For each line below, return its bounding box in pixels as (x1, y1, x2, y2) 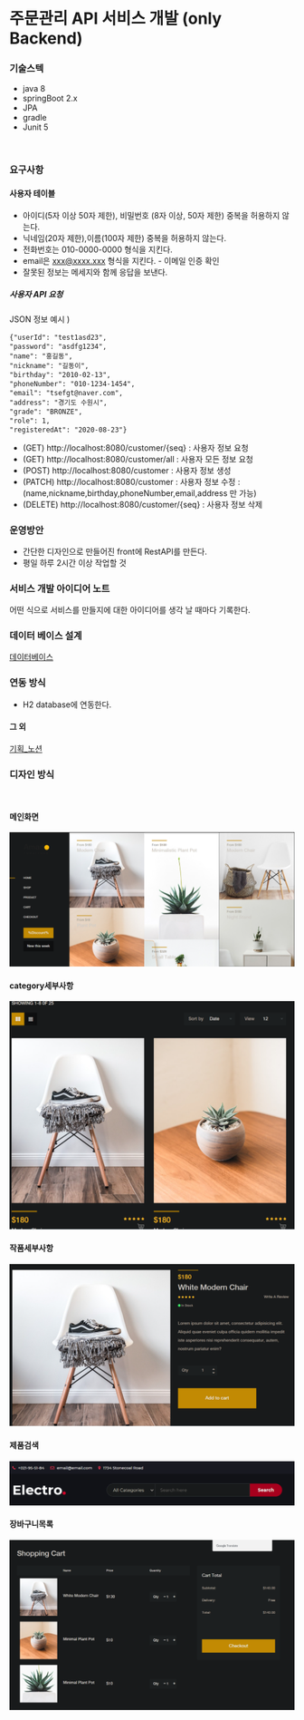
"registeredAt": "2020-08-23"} (9, 425, 128, 434)
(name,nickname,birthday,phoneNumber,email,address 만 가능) (22, 487, 257, 499)
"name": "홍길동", (9, 351, 73, 361)
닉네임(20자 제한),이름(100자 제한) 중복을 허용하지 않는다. (22, 232, 227, 243)
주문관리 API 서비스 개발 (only (9, 8, 223, 29)
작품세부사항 (9, 1243, 54, 1254)
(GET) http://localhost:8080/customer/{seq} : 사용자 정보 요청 (22, 442, 249, 453)
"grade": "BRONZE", (9, 407, 83, 416)
